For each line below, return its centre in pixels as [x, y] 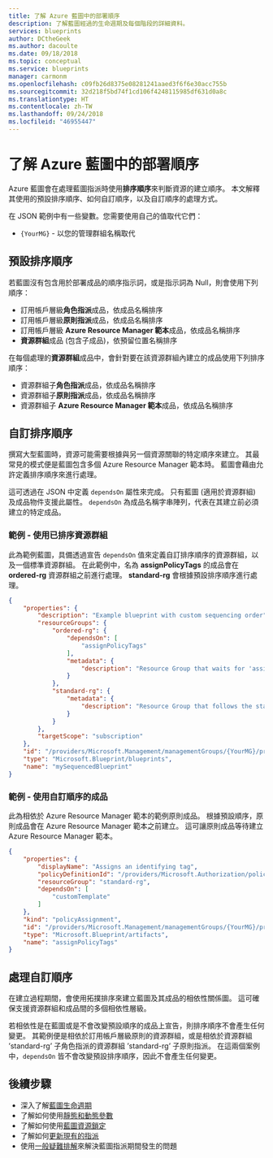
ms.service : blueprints [49, 69]
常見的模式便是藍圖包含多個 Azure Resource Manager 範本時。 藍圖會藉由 [132, 465]
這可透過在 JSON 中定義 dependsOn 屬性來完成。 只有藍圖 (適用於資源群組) [132, 492]
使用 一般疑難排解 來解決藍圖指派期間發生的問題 [98, 1146]
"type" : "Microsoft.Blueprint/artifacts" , [96, 935]
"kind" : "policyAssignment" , [72, 919]
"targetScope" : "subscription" [91, 736]
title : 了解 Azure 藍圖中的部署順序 [64, 16]
